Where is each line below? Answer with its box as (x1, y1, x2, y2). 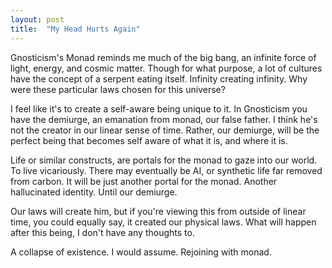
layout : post (10, 14, 65, 25)
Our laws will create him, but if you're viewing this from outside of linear (10, 205, 307, 217)
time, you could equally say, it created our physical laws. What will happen (10, 216, 317, 228)
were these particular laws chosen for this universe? (10, 83, 226, 95)
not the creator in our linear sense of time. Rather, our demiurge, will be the (10, 124, 320, 136)
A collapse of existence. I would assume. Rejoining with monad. (10, 246, 272, 258)
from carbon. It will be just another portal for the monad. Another (10, 175, 278, 187)
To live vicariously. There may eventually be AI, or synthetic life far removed (10, 164, 323, 176)
